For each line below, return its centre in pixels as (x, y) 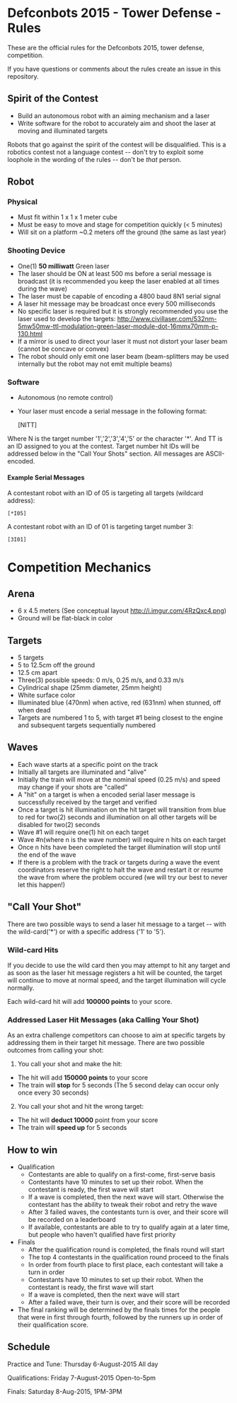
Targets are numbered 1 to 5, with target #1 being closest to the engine (120, 718)
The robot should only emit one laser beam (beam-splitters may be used (123, 356)
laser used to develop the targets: (67, 318)
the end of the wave (47, 855)
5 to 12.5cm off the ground (56, 665)
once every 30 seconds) (53, 1093)
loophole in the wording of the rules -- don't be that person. (94, 159)
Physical (22, 202)
